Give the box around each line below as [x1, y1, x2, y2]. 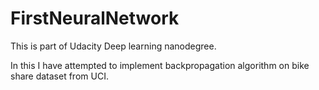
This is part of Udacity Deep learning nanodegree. [10, 40, 217, 52]
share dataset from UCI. [10, 70, 109, 82]
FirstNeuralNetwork [10, 7, 180, 30]
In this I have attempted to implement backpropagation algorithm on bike [10, 59, 310, 71]
